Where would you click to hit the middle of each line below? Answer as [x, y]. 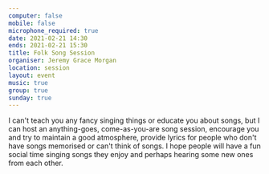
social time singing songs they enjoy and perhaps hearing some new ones [131, 155]
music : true [28, 83]
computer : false [35, 16]
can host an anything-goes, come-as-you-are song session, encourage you [134, 129]
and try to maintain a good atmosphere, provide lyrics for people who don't [132, 138]
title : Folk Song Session [51, 53]
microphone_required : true [53, 30]
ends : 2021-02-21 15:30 [48, 46]
